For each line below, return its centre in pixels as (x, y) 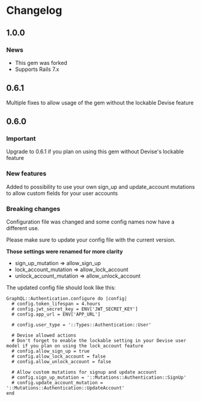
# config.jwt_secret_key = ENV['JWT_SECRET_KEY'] (75, 309)
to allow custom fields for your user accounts (62, 193)
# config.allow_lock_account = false (59, 356)
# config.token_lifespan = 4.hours (56, 304)
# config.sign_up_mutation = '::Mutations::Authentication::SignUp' (99, 377)
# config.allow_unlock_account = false (61, 361)
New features (26, 174)
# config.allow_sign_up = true (51, 351)
